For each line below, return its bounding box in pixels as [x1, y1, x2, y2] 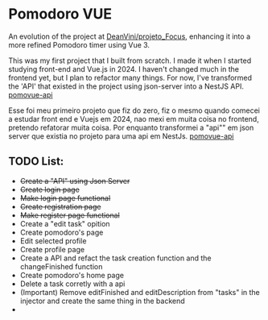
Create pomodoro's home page [19, 270, 125, 280]
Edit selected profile [19, 235, 87, 246]
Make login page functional [19, 193, 111, 202]
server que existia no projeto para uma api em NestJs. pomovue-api [8, 131, 235, 141]
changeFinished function [19, 261, 103, 271]
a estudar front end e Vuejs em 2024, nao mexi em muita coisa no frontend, [8, 114, 259, 123]
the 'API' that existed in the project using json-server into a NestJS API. [8, 81, 244, 91]
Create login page [19, 185, 80, 194]
